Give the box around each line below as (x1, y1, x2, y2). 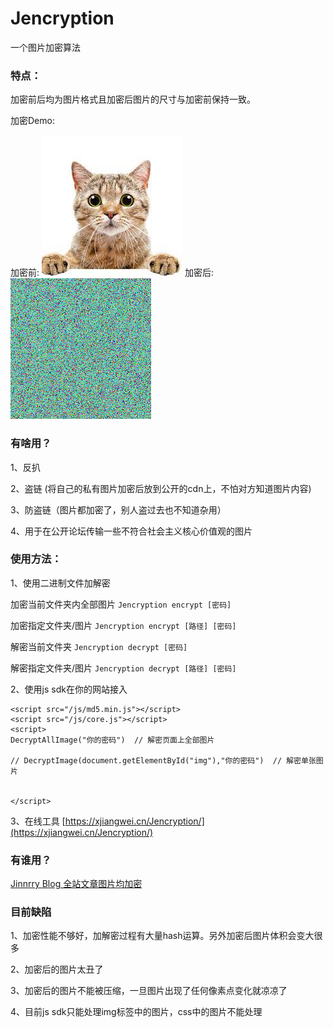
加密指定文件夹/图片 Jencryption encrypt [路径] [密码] (10, 619, 237, 631)
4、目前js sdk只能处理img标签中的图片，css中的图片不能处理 (10, 1006, 263, 1018)
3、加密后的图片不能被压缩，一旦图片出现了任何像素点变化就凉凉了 (10, 985, 288, 997)
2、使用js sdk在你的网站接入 (10, 683, 128, 695)
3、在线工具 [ (10, 815, 66, 827)
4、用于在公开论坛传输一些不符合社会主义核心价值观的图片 (10, 525, 253, 537)
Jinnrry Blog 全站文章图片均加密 (10, 878, 143, 890)
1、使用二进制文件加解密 (10, 577, 111, 589)
